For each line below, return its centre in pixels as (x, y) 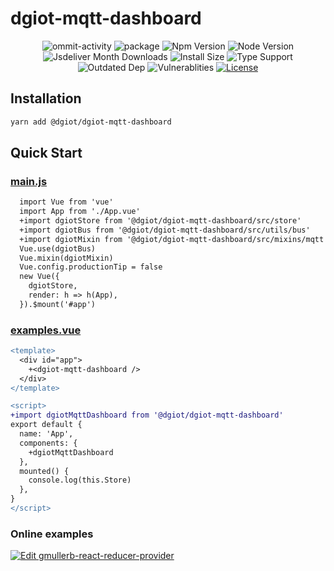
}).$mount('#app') (58, 304)
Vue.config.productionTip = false (91, 267)
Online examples (52, 534)
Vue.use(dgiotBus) (58, 248)
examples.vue (46, 330)
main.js (29, 181)
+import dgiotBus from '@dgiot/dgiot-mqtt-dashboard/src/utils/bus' (165, 230)
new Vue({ (39, 277)
